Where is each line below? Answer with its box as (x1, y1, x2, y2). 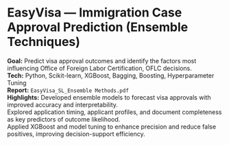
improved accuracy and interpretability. (7, 100, 119, 109)
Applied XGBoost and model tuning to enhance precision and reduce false (7, 122, 217, 131)
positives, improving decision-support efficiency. (7, 129, 145, 138)
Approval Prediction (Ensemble (7, 19, 189, 35)
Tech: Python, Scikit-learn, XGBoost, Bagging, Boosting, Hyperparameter (7, 71, 215, 80)
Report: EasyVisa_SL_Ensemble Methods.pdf (7, 86, 129, 94)
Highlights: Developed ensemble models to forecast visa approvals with (7, 93, 211, 101)
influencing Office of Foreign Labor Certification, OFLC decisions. (7, 64, 192, 72)
